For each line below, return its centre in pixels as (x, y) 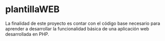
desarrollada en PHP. (27, 34)
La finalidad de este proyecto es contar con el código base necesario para (83, 23)
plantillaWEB (32, 9)
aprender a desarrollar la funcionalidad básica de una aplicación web (77, 28)
